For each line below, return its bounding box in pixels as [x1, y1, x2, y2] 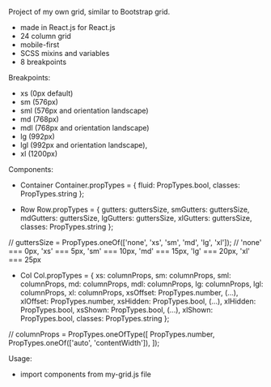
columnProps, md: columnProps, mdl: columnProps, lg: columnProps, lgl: [19, 279, 264, 289]
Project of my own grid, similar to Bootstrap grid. [8, 7, 171, 16]
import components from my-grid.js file [19, 369, 151, 379]
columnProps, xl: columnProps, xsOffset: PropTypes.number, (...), [19, 288, 239, 297]
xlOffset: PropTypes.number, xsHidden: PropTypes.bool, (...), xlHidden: [19, 296, 256, 306]
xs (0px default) [19, 88, 74, 98]
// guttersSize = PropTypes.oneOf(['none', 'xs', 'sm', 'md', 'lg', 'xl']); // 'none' [8, 238, 262, 247]
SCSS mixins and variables [19, 49, 110, 58]
